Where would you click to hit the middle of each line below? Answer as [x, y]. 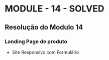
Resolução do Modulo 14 [44, 27]
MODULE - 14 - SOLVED [55, 9]
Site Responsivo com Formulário [45, 52]
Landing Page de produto [36, 41]
